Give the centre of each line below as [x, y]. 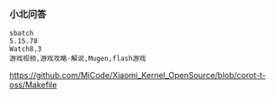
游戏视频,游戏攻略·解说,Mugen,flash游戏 [78, 59]
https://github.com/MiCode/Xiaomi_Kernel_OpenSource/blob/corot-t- [138, 76]
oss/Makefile [33, 85]
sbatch [22, 33]
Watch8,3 [26, 49]
